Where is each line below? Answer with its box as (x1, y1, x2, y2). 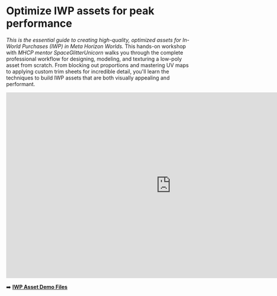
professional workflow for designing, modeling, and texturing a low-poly (6, 55, 182, 62)
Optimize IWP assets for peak (6, 4, 155, 18)
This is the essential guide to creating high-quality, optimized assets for (6, 36, 182, 43)
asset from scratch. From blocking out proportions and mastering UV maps (6, 61, 189, 69)
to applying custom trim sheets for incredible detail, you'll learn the (6, 68, 170, 75)
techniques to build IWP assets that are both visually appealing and (6, 74, 170, 81)
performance (6, 17, 72, 30)
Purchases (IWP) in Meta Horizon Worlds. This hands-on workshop (21, 43, 186, 50)
